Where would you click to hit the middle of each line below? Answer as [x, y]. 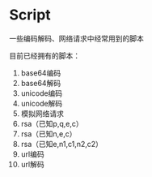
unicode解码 [42, 103]
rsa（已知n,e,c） [49, 134]
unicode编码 [42, 93]
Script [30, 15]
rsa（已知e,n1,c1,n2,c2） [62, 144]
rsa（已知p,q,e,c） [52, 123]
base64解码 [41, 83]
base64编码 [41, 73]
